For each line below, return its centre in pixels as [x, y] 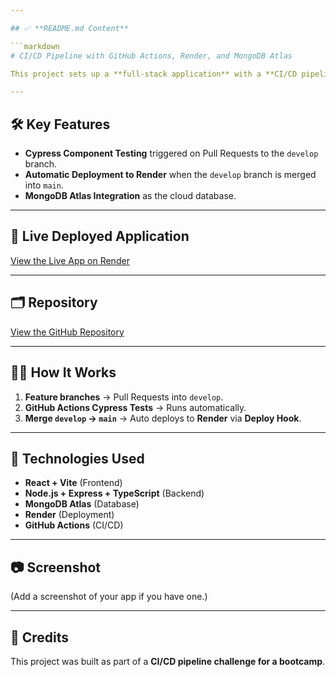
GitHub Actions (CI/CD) [74, 525]
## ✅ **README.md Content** [70, 28]
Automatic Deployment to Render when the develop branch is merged [170, 175]
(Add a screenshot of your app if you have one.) [109, 597]
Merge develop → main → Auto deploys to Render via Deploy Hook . [163, 418]
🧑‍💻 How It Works [63, 372]
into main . [44, 185]
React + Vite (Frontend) [73, 483]
